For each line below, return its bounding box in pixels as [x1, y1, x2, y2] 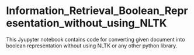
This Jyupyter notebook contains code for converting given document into [6, 36, 185, 43]
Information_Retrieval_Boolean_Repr [6, 4, 188, 18]
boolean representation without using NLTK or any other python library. [6, 42, 178, 49]
